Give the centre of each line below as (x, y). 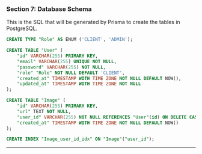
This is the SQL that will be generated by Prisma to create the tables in (93, 22)
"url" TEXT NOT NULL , (44, 111)
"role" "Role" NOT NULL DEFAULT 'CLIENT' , (71, 73)
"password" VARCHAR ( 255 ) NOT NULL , (62, 67)
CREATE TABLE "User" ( (35, 51)
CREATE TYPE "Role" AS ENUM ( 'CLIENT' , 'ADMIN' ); (70, 40)
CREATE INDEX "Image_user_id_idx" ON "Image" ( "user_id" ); (80, 139)
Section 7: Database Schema (49, 9)
